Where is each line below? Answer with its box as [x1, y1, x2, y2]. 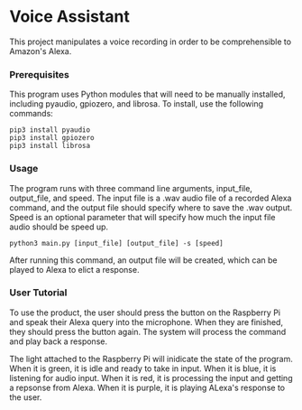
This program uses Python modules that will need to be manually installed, [9, 89, 286, 100]
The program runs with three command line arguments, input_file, [9, 182, 252, 193]
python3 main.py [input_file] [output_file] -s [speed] [9, 238, 224, 247]
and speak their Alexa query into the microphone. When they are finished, [9, 316, 284, 327]
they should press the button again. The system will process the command [9, 326, 287, 337]
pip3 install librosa [9, 142, 91, 151]
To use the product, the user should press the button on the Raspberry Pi [9, 307, 281, 318]
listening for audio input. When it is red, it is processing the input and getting [9, 372, 293, 383]
